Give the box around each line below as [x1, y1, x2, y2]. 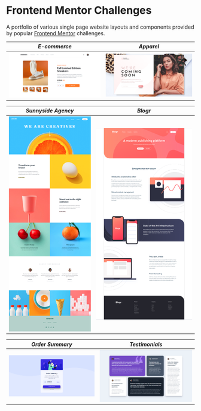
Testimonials [129, 341, 163, 348]
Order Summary [31, 341, 73, 348]
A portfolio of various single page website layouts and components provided [6, 23, 194, 30]
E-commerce [38, 43, 72, 50]
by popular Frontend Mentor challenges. [6, 29, 105, 36]
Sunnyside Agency [26, 107, 74, 114]
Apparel [138, 43, 160, 50]
